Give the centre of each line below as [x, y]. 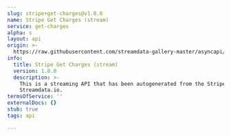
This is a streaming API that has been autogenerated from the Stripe [123, 84]
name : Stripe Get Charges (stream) [58, 20]
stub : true [23, 109]
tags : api [21, 115]
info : [15, 58]
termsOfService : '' [35, 97]
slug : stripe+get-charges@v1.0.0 [55, 13]
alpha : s [20, 33]
